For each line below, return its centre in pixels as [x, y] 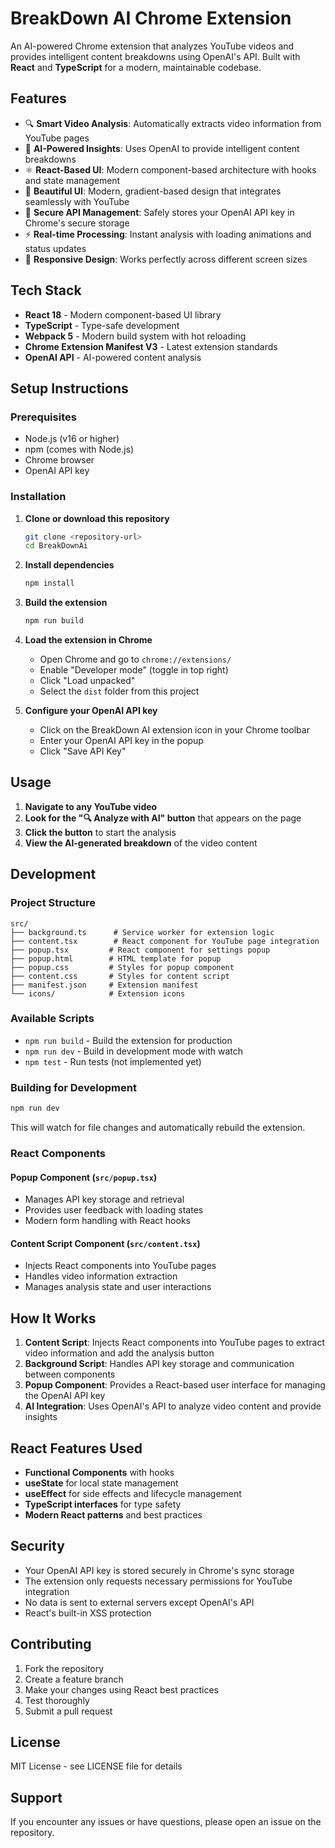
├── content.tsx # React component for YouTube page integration [165, 941]
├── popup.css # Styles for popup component [122, 967]
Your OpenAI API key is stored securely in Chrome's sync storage [159, 1570]
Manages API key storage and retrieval [104, 1199]
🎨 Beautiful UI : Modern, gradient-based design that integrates [153, 191]
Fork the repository [64, 1668]
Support [36, 1797]
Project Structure [53, 903]
